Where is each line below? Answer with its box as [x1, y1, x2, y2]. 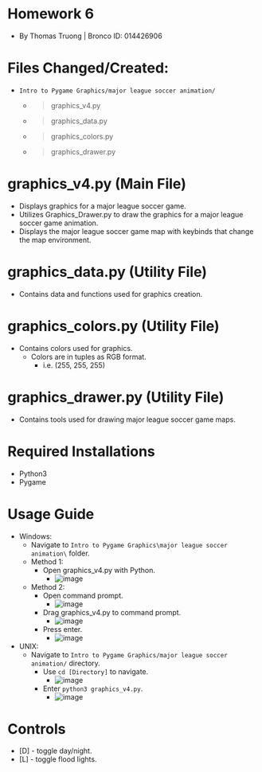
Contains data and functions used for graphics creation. [18, 289, 203, 298]
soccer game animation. [18, 218, 99, 228]
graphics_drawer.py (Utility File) [7, 388, 225, 406]
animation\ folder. [30, 548, 90, 558]
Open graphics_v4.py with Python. [42, 565, 156, 575]
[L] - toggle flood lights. [18, 754, 97, 764]
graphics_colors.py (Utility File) [7, 317, 220, 335]
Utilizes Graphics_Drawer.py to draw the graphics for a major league [18, 209, 244, 219]
